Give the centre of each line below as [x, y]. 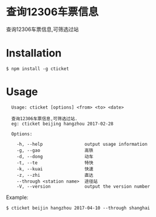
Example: [17, 197]
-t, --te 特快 [55, 163]
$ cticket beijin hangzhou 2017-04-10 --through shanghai [78, 208]
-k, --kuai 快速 [55, 169]
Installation [34, 53]
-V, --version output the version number [83, 186]
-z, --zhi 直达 [55, 175]
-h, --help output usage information [82, 144]
